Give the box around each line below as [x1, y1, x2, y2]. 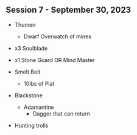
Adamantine [23, 103, 54, 111]
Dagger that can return [32, 109, 91, 117]
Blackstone [14, 91, 43, 99]
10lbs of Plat [23, 80, 55, 87]
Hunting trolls [14, 122, 49, 129]
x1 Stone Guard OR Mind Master [14, 56, 95, 63]
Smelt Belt [14, 68, 41, 75]
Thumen [14, 21, 36, 28]
